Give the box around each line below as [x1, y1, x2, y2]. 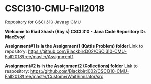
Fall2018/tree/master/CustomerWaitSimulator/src [5, 73, 104, 79]
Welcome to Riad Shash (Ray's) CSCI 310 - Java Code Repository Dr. [5, 28, 147, 34]
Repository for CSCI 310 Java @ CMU [5, 19, 81, 25]
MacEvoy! [5, 34, 26, 40]
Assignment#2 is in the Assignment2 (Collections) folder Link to [5, 63, 138, 69]
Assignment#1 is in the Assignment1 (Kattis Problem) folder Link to [5, 43, 143, 49]
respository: [5, 68, 29, 74]
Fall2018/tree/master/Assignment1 [5, 53, 74, 59]
